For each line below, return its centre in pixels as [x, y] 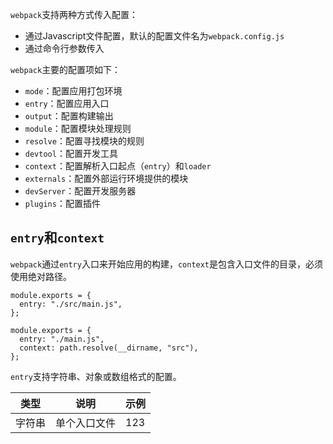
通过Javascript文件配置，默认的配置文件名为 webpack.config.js [154, 36]
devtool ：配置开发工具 [71, 153]
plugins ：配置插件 [62, 203]
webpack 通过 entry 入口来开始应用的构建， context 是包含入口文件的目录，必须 [167, 264]
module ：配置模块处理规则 [78, 128]
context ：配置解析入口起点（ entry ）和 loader [118, 166]
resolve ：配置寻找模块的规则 [84, 141]
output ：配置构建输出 [69, 116]
